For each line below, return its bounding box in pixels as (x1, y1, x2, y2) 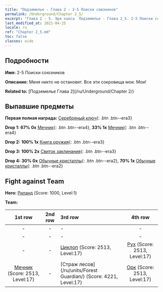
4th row (131, 214, 150, 221)
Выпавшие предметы (5, 102, 74, 111)
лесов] (79, 261, 96, 268)
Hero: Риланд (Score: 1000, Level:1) (5, 190, 77, 196)
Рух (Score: (127, 241, 154, 248)
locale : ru (5, 25, 27, 30)
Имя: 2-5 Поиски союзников (5, 69, 65, 75)
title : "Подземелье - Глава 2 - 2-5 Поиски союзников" (5, 7, 118, 12)
